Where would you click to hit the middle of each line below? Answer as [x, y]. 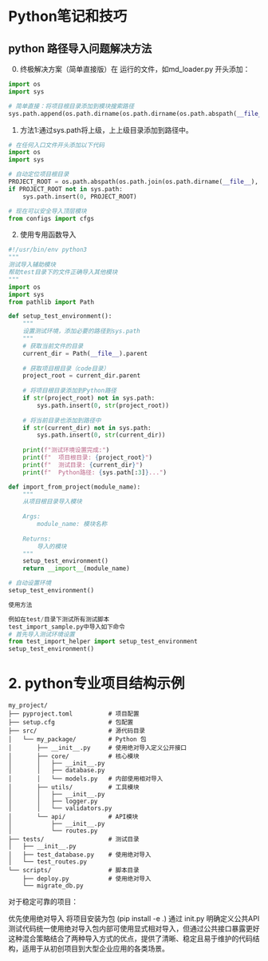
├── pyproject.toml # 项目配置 [74, 714]
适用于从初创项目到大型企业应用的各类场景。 [95, 949]
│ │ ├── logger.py [53, 801]
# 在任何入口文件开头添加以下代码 [57, 145]
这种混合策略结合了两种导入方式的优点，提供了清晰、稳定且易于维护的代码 [130, 939]
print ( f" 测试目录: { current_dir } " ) [83, 465]
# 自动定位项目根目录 [39, 174]
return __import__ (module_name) [76, 568]
